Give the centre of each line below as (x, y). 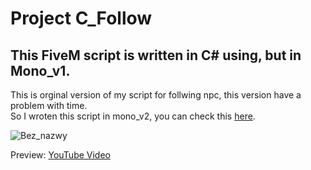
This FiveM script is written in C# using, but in (156, 55)
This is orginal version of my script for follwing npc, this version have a (156, 95)
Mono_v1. (40, 70)
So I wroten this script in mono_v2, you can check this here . (133, 116)
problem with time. (49, 105)
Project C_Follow (81, 18)
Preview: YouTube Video (60, 155)
